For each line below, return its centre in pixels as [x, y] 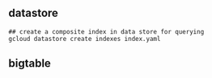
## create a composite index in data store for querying [106, 31]
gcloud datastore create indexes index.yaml [85, 39]
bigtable [30, 64]
